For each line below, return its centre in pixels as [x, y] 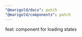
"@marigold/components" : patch [38, 15]
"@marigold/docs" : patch [31, 10]
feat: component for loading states [41, 29]
